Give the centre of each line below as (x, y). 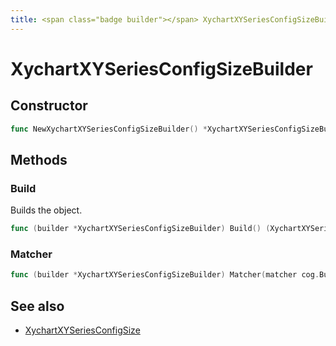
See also (37, 306)
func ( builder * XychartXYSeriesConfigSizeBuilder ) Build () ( (140, 229)
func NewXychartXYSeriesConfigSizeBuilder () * (109, 129)
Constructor (49, 106)
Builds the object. (46, 210)
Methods (39, 159)
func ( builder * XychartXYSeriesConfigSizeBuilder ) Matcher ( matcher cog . (165, 275)
